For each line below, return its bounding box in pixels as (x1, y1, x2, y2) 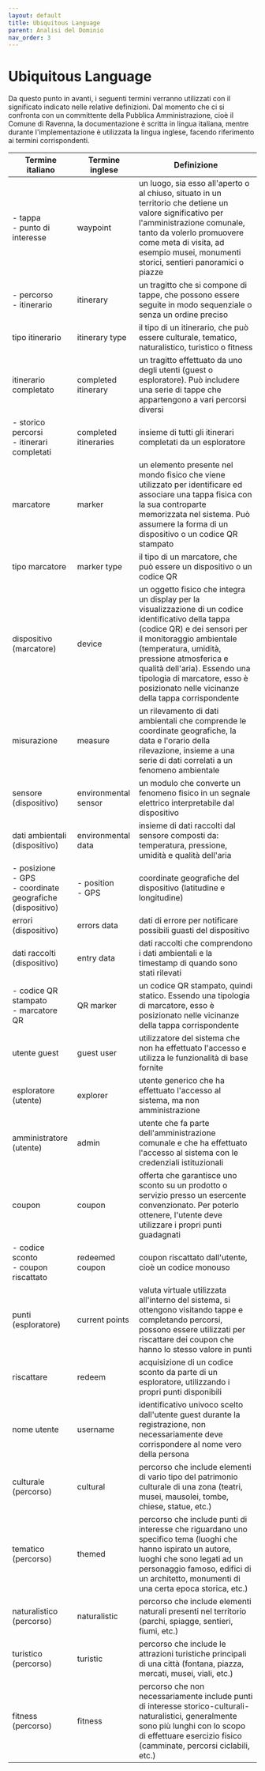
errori (12, 915, 33, 926)
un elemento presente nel (138, 459, 233, 470)
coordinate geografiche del (138, 873, 240, 884)
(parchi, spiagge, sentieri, (138, 1616, 233, 1627)
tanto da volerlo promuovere (138, 227, 244, 238)
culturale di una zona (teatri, (138, 1482, 243, 1493)
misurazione (12, 735, 58, 746)
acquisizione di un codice (138, 1357, 233, 1368)
